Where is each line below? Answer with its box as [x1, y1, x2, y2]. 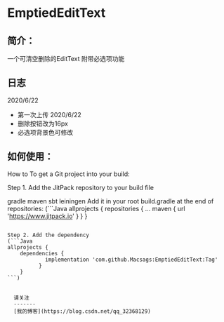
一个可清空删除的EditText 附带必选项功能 [7, 55, 125, 62]
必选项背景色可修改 [17, 128, 74, 136]
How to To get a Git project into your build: [7, 170, 130, 178]
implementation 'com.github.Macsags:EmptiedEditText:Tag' [44, 256, 218, 263]
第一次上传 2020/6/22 [17, 110, 82, 119]
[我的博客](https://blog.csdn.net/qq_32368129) [13, 307, 151, 315]
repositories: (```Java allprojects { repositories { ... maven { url [7, 204, 185, 213]
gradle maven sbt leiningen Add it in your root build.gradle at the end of [7, 196, 214, 205]
